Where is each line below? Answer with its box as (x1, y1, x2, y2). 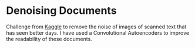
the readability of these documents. (6, 35, 92, 42)
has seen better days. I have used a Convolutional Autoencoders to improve (6, 29, 190, 36)
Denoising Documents (6, 4, 117, 17)
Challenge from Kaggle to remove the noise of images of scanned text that (6, 23, 187, 30)
